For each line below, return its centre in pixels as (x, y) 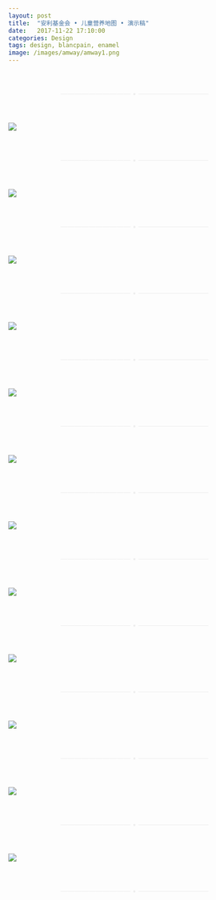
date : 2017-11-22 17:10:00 (57, 30)
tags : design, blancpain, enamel (64, 46)
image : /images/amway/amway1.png (64, 53)
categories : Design (41, 38)
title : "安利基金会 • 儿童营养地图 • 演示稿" (79, 23)
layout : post (30, 16)
